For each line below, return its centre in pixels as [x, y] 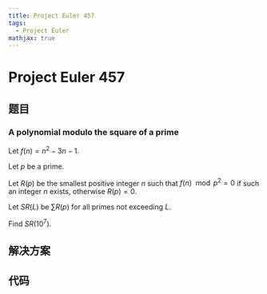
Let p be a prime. [36, 166]
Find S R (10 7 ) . [30, 223]
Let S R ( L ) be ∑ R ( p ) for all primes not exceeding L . [90, 207]
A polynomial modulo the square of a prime [94, 132]
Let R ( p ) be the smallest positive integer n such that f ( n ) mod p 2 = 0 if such [134, 182]
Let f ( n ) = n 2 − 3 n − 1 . [44, 150]
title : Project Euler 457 [51, 16]
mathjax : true [32, 38]
